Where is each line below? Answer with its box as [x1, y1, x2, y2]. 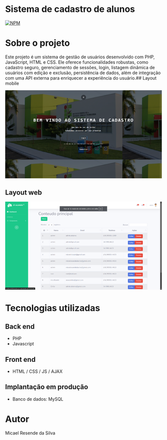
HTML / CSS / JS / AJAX [12, 368, 63, 374]
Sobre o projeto [5, 37, 70, 49]
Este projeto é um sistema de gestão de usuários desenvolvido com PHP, [5, 54, 155, 60]
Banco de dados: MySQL [12, 396, 64, 402]
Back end [5, 322, 35, 330]
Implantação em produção [5, 383, 88, 391]
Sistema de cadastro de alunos [5, 3, 135, 15]
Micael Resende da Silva [5, 430, 56, 436]
